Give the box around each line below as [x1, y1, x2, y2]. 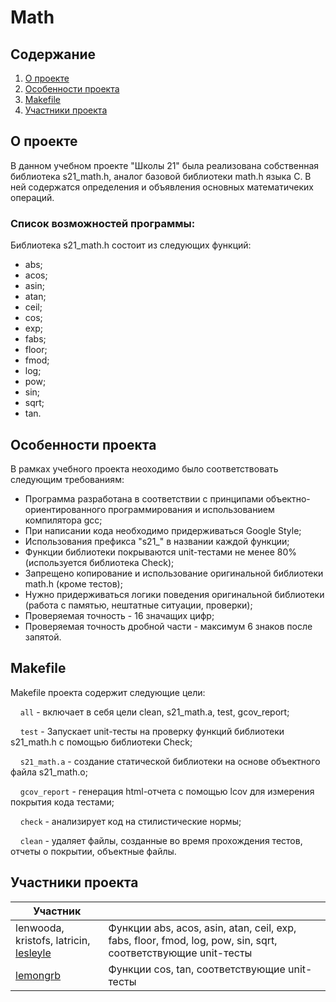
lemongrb [15, 968, 62, 982]
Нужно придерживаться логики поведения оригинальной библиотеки [24, 588, 325, 600]
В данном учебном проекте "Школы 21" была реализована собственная [10, 159, 320, 171]
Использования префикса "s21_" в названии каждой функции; [24, 535, 290, 547]
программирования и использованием [108, 503, 275, 515]
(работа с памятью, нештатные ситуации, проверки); [24, 599, 253, 611]
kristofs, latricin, [15, 933, 91, 947]
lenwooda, [15, 921, 65, 935]
